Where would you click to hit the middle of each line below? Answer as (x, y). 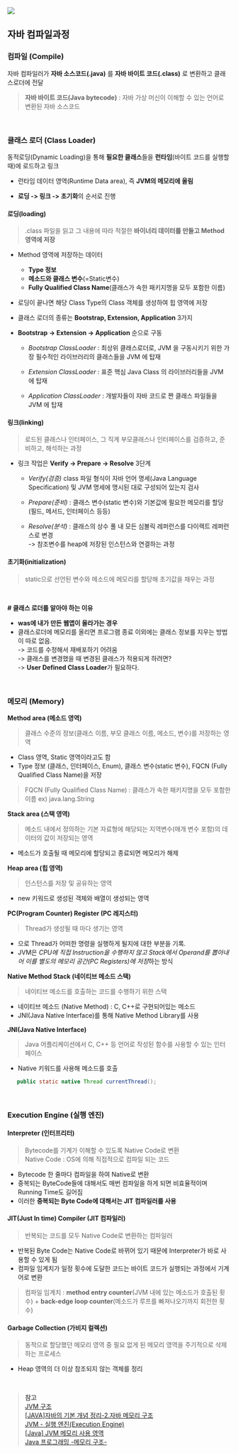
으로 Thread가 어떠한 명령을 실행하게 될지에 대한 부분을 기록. (102, 943)
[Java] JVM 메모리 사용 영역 (64, 1433)
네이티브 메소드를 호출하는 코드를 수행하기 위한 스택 (96, 991)
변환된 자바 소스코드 (52, 106)
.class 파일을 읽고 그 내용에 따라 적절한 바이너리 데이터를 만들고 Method (125, 231)
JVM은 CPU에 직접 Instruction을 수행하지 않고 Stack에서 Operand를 (114, 952)
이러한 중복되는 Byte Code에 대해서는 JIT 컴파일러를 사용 (97, 1201)
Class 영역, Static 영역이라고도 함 (64, 757)
